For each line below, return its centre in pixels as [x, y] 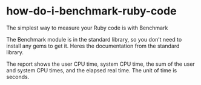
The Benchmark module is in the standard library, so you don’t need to [94, 39]
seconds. [18, 77]
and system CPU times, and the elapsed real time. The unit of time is [92, 70]
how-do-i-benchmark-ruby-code [91, 11]
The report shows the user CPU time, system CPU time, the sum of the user [100, 64]
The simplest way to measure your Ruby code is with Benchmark [87, 28]
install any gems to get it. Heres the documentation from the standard [93, 46]
